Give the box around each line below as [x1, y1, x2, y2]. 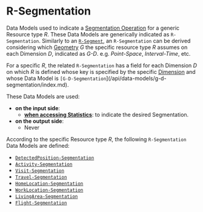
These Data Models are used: [6, 93, 80, 100]
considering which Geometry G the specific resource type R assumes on [6, 44, 188, 51]
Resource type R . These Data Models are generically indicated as [6, 30, 170, 38]
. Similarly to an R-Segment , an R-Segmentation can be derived [38, 37, 191, 44]
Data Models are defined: [6, 142, 70, 149]
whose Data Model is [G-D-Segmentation [6, 75, 107, 82]
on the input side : [15, 104, 61, 111]
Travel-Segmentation [15, 174, 67, 180]
